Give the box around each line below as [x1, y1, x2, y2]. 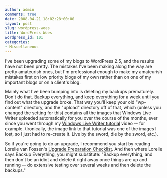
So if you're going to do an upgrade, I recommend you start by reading [5, 140, 151, 147]
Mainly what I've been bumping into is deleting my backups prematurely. [5, 89, 155, 94]
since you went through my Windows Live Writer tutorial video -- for [5, 120, 145, 126]
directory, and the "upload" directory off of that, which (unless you [24, 104, 161, 110]
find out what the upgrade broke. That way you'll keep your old [5, 99, 135, 105]
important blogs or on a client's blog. [5, 79, 81, 85]
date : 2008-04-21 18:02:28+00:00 [5, 16, 75, 21]
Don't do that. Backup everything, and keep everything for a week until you [5, 94, 160, 100]
